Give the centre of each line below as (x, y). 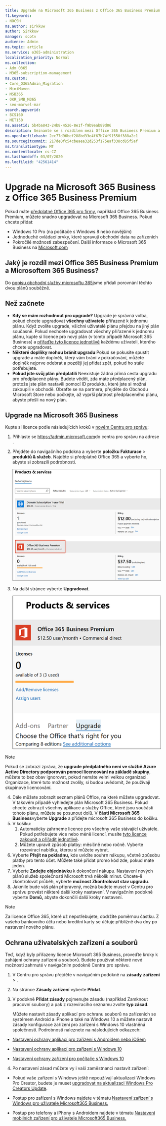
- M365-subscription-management (38, 73)
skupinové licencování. (28, 788)
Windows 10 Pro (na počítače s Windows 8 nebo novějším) (72, 231)
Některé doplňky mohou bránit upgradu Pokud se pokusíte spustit (81, 352)
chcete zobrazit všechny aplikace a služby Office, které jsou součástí (83, 808)
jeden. (19, 866)
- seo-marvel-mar (23, 105)
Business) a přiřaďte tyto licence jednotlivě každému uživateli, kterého (84, 341)
